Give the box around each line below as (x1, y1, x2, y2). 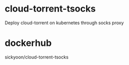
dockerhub (5, 37, 52, 49)
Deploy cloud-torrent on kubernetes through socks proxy (5, 20, 124, 26)
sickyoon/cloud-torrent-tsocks (5, 54, 69, 60)
